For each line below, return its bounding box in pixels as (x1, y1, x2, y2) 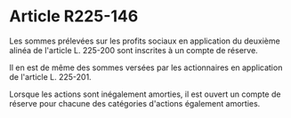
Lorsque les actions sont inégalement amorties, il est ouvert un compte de (9, 89, 281, 99)
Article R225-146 (9, 6, 139, 27)
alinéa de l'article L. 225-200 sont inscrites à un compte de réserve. (9, 44, 258, 55)
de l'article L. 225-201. (9, 71, 92, 82)
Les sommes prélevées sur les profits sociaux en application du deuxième (9, 35, 280, 46)
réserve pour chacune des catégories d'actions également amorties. (9, 98, 261, 108)
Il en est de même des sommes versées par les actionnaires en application (9, 62, 283, 73)
